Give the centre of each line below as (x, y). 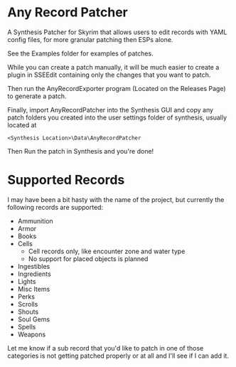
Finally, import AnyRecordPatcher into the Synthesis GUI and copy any (111, 110)
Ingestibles (34, 266)
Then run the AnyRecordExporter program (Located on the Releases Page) (117, 88)
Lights (27, 281)
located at (22, 124)
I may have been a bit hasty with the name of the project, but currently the (116, 199)
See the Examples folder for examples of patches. (81, 53)
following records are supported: (55, 207)
